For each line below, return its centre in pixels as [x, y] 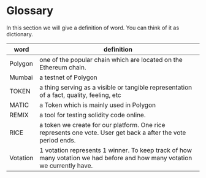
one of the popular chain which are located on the [111, 60]
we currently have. [66, 165]
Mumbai [21, 77]
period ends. [58, 140]
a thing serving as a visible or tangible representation [116, 87]
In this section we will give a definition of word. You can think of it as [93, 28]
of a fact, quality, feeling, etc [80, 95]
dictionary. [20, 34]
